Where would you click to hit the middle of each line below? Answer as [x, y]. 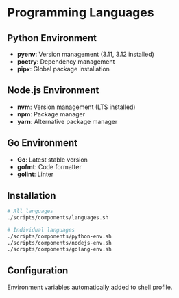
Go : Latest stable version [52, 160]
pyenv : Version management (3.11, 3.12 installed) [85, 54]
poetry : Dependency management [66, 62]
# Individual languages [41, 230]
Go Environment [42, 143]
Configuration [38, 271]
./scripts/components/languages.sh [58, 218]
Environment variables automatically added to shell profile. [90, 287]
